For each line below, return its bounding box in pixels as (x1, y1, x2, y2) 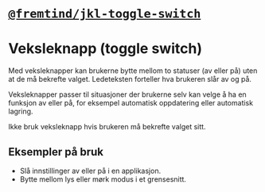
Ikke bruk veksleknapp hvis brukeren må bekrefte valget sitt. (8, 122, 206, 132)
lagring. (8, 106, 33, 117)
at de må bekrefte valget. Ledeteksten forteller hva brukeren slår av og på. (8, 75, 252, 84)
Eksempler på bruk (8, 145, 103, 159)
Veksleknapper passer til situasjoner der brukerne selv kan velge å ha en (8, 90, 247, 99)
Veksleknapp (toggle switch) (8, 40, 203, 58)
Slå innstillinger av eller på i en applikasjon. (19, 166, 162, 175)
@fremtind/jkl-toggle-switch (8, 6, 201, 21)
